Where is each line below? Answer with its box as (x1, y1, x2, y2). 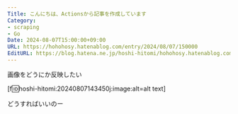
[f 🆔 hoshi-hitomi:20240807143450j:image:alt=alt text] (7, 84, 166, 93)
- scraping (7, 23, 40, 30)
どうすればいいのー (7, 99, 64, 108)
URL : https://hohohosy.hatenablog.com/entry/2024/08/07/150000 (7, 43, 198, 50)
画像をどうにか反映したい (7, 70, 82, 79)
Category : (7, 17, 37, 24)
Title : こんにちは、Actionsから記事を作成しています (7, 10, 147, 18)
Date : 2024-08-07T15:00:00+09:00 (7, 37, 106, 44)
